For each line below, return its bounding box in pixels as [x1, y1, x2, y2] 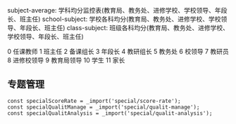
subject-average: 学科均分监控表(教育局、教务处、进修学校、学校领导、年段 [7, 6, 228, 14]
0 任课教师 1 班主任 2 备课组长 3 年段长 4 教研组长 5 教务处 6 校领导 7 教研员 [7, 48, 229, 55]
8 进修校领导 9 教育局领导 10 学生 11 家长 [7, 56, 125, 64]
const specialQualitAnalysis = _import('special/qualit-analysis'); [7, 109, 213, 117]
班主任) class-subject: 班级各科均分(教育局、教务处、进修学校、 [44, 24, 229, 32]
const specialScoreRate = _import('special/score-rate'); [7, 97, 181, 104]
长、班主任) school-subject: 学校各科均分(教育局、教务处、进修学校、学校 [7, 15, 221, 23]
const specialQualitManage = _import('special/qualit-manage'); [7, 104, 200, 111]
